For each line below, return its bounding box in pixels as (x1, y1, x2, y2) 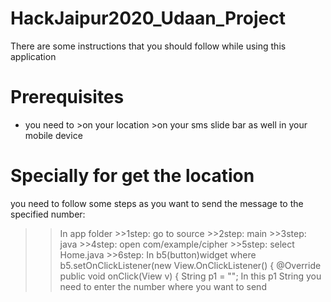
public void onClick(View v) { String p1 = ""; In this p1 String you (59, 270, 322, 282)
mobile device (24, 129, 83, 141)
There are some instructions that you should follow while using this (10, 40, 287, 52)
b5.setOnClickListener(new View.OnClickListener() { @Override (59, 259, 322, 271)
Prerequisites (10, 86, 125, 109)
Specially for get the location (10, 165, 255, 187)
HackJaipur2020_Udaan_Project (10, 7, 286, 30)
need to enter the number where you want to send (59, 280, 267, 292)
